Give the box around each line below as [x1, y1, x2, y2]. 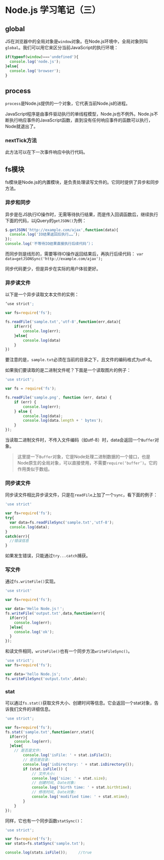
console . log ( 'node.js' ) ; [9, 59, 61, 64]
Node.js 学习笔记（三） [5, 4, 101, 16]
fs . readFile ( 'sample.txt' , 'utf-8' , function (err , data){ [5, 320, 121, 325]
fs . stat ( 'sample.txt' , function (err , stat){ [5, 729, 94, 734]
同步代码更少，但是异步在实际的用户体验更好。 [5, 266, 101, 272]
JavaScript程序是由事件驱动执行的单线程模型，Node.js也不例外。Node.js [5, 111, 154, 117]
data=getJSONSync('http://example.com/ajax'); [5, 257, 103, 262]
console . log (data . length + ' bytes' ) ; [23, 418, 103, 423]
